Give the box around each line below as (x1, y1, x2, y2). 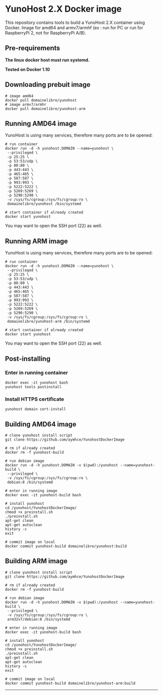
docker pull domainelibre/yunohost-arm (5, 106, 86, 111)
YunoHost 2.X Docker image (5, 3, 122, 15)
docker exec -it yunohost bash (5, 380, 68, 385)
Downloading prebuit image (5, 80, 91, 89)
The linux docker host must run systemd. (5, 57, 90, 63)
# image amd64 (5, 94, 34, 98)
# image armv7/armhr (5, 102, 47, 107)
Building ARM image (5, 557, 68, 565)
